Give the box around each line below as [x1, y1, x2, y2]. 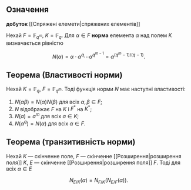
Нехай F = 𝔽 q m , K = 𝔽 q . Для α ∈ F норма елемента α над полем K [6, 32, 172, 40]
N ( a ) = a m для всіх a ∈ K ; [14, 112, 79, 120]
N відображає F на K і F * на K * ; [14, 104, 92, 112]
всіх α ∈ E [6, 165, 32, 172]
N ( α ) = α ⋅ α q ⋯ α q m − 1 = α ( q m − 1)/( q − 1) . [52, 51, 146, 60]
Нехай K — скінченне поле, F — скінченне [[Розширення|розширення [6, 152, 182, 159]
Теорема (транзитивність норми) [6, 137, 136, 147]
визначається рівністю [6, 39, 63, 46]
